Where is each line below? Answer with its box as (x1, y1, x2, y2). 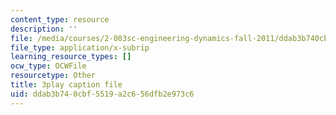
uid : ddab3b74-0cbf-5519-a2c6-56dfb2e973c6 (10, 89, 195, 99)
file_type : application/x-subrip (10, 42, 150, 53)
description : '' (10, 24, 78, 34)
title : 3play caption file (10, 80, 123, 90)
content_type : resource (10, 14, 110, 25)
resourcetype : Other (10, 71, 97, 81)
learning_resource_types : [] (10, 52, 132, 62)
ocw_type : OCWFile (10, 61, 87, 71)
